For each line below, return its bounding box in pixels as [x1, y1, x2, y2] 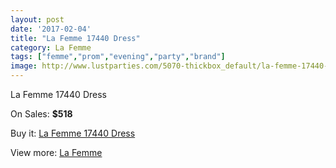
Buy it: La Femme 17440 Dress [10, 127, 136, 139]
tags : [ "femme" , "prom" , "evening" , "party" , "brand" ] [10, 52, 226, 62]
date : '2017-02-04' [10, 24, 92, 34]
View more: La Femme [10, 147, 103, 158]
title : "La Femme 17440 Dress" [10, 33, 141, 43]
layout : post [10, 14, 65, 25]
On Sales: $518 [10, 108, 73, 120]
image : [10, 61, 38, 71]
